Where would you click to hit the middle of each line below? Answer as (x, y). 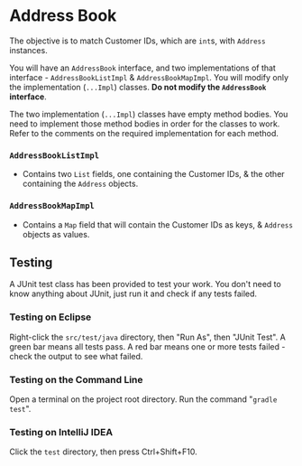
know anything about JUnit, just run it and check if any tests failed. (133, 294)
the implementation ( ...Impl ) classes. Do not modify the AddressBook (138, 87)
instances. (28, 50)
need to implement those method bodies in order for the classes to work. (145, 124)
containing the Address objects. (80, 184)
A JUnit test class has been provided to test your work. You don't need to (145, 284)
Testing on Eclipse (50, 317)
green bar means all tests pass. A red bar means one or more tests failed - (147, 346)
